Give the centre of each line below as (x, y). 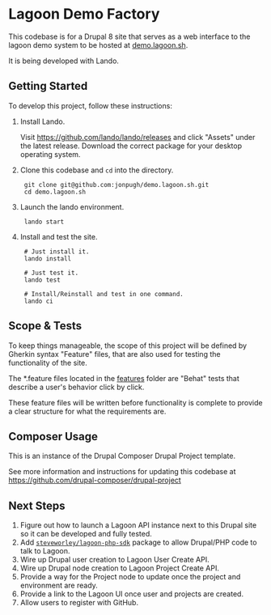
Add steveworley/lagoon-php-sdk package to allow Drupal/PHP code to (138, 542)
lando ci (39, 301)
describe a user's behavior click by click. (76, 387)
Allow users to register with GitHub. (79, 603)
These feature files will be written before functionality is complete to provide (135, 402)
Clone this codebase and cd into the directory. (97, 170)
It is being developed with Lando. (64, 61)
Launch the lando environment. (72, 206)
